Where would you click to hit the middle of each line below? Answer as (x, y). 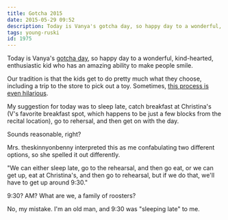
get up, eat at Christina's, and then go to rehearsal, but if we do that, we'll (111, 176)
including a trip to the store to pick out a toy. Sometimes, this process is (108, 86)
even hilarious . (28, 94)
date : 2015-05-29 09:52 (41, 20)
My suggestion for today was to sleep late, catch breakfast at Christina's (110, 107)
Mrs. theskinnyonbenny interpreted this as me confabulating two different (111, 148)
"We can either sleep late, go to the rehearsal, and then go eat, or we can (110, 168)
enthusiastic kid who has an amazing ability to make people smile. (100, 66)
